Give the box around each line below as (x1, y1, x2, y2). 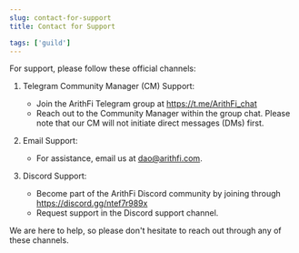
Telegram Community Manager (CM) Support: (22, 81, 195, 92)
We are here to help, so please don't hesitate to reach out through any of (9, 225, 282, 237)
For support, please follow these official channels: (9, 63, 197, 74)
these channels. (9, 235, 70, 246)
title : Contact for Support (9, 22, 116, 31)
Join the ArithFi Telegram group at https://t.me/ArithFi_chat (35, 98, 257, 109)
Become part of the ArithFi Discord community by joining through (35, 188, 282, 199)
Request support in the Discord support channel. (35, 207, 219, 218)
